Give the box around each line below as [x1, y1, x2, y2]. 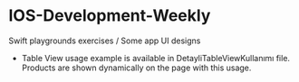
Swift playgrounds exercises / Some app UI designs [8, 35, 201, 46]
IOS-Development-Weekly [8, 5, 211, 26]
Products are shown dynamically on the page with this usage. [21, 62, 252, 73]
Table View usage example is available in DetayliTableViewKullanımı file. [21, 52, 291, 63]
